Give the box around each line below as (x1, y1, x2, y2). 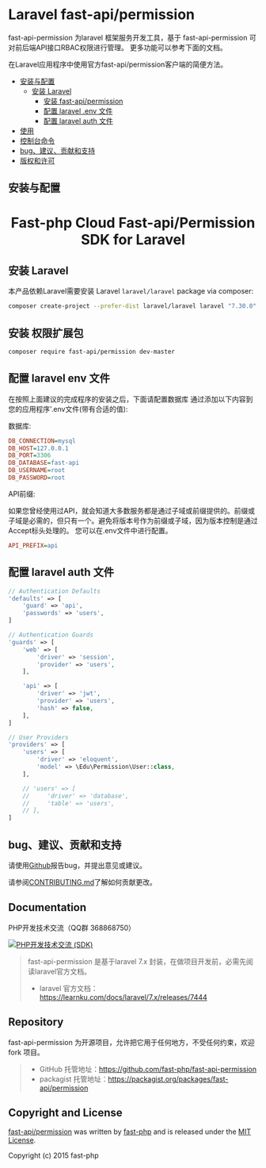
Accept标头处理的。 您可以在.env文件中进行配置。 (8, 525, 173, 535)
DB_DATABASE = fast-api (8, 459, 80, 467)
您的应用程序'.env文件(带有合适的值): (8, 404, 128, 413)
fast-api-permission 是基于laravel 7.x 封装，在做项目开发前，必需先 (27, 956, 247, 966)
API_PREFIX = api (8, 541, 59, 549)
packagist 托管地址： (39, 1074, 108, 1084)
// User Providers (8, 733, 69, 741)
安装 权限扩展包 (8, 326, 84, 340)
